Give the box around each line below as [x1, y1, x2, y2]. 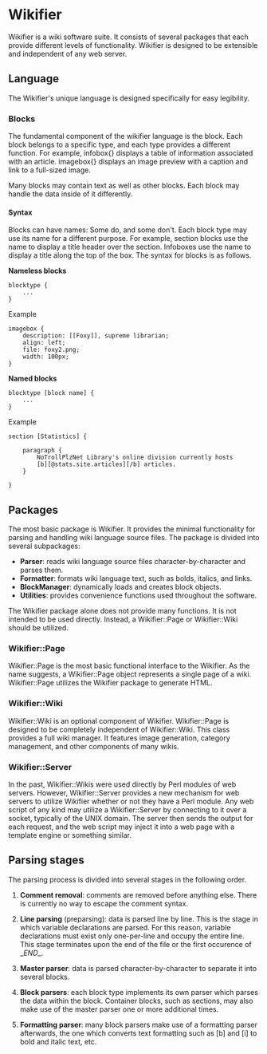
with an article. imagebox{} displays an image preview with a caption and [8, 157, 249, 167]
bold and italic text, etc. [19, 1036, 97, 1046]
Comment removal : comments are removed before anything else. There [19, 890, 257, 899]
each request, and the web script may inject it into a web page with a [8, 822, 235, 831]
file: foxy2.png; [22, 345, 80, 354]
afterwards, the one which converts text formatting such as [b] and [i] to [19, 1028, 257, 1038]
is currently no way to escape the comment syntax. [19, 898, 189, 908]
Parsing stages [8, 854, 85, 867]
